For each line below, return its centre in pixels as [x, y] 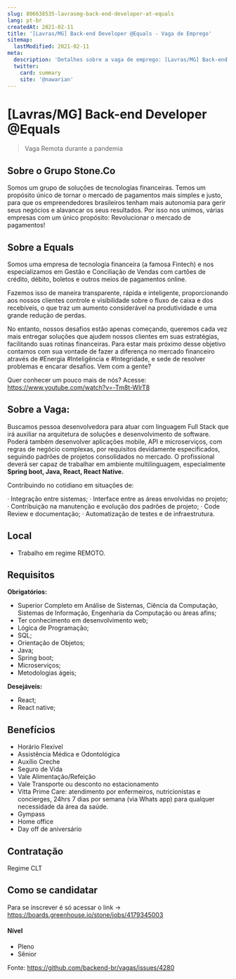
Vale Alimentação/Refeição [57, 777]
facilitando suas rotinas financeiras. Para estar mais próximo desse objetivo [117, 344]
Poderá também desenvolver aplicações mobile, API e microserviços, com [115, 442]
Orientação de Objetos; [51, 643]
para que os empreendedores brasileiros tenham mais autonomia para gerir [117, 203]
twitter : [26, 66]
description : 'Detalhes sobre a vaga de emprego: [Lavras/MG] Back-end [121, 60]
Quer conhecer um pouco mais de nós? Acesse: [77, 380]
